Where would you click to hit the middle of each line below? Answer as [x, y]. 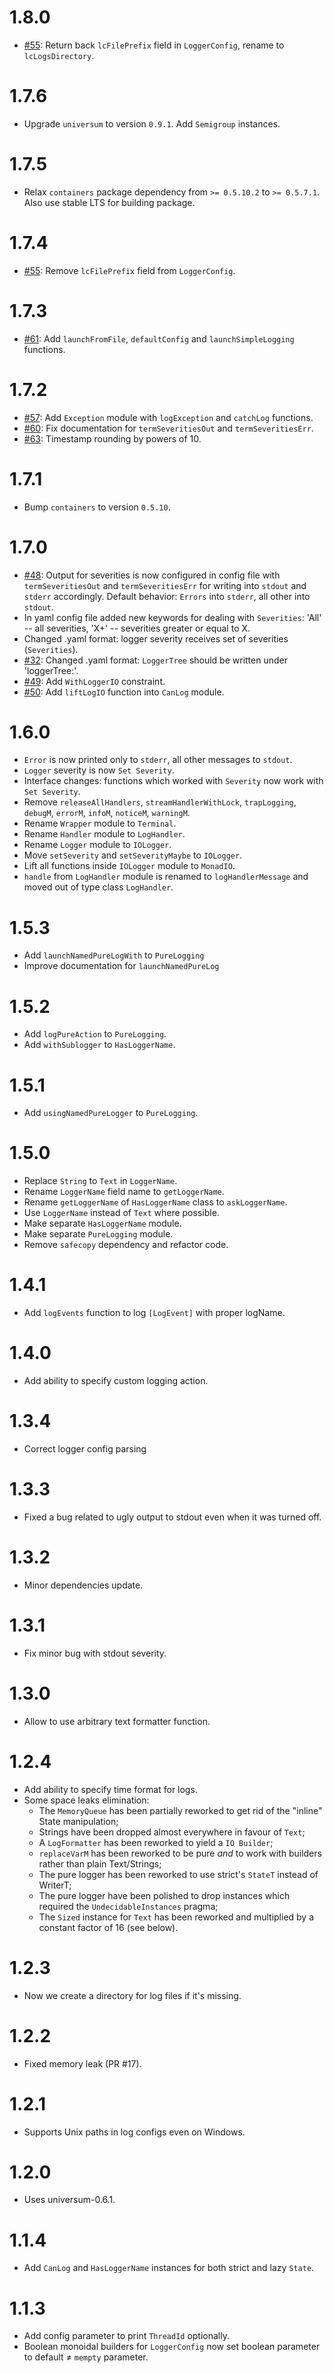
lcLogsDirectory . [59, 55]
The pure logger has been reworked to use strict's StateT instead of [178, 1874]
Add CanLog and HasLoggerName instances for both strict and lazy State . [169, 2268]
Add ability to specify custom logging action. [116, 1381]
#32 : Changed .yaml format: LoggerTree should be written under [155, 660]
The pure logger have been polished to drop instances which [164, 1895]
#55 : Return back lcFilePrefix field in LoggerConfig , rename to [154, 45]
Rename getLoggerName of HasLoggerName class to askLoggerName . [155, 1202]
